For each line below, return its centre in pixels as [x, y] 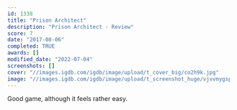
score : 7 [20, 33]
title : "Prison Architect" [47, 20]
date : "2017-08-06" [36, 40]
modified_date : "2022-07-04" [50, 60]
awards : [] [23, 53]
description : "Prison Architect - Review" [71, 27]
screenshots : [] [31, 66]
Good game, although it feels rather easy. [68, 99]
